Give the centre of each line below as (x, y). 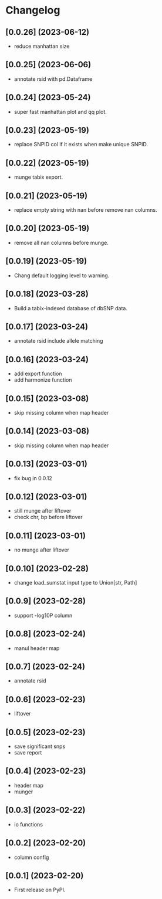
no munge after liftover (42, 550)
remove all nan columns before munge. (61, 242)
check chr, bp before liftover (48, 517)
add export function (38, 374)
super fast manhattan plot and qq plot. (60, 111)
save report (28, 753)
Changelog (33, 10)
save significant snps (40, 746)
